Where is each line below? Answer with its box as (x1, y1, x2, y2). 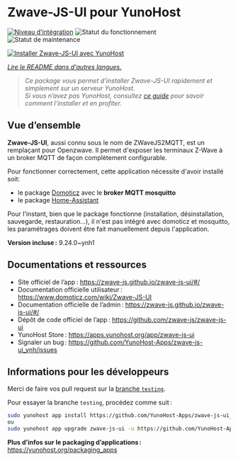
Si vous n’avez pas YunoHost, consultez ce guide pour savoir (24, 91, 204, 100)
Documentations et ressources (7, 259, 147, 271)
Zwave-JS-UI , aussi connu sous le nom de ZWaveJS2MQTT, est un (7, 138, 205, 147)
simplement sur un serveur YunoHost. (24, 84, 136, 92)
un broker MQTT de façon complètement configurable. (7, 153, 168, 161)
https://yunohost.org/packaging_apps (7, 445, 118, 454)
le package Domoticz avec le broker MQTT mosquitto (17, 188, 176, 197)
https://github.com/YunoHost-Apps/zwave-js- (68, 338, 203, 346)
